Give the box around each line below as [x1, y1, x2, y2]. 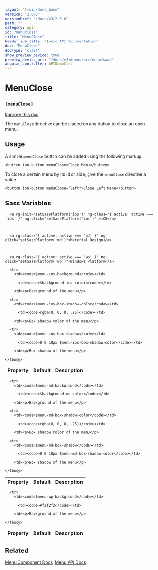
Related [5, 546, 29, 554]
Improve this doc [5, 111, 39, 117]
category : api [5, 25, 34, 30]
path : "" [5, 20, 23, 26]
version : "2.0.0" [5, 12, 40, 17]
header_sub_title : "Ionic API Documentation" [5, 39, 99, 44]
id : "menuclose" [5, 30, 38, 35]
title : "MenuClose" [5, 35, 45, 40]
